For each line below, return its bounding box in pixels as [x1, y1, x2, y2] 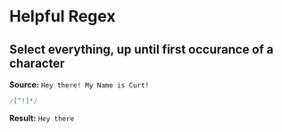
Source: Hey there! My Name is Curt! [9, 79, 150, 90]
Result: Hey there [9, 112, 75, 123]
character [9, 55, 65, 70]
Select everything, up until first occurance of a [9, 42, 274, 57]
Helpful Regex [9, 6, 116, 27]
